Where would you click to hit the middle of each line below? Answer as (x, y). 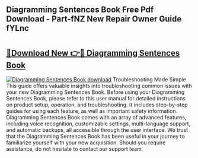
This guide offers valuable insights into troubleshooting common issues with (99, 86)
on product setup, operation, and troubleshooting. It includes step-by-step (97, 105)
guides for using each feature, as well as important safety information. (92, 111)
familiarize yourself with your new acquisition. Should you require (86, 143)
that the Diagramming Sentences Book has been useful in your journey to (95, 136)
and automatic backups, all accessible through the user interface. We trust (97, 130)
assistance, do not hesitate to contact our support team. (75, 149)
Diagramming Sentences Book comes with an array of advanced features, (96, 117)
